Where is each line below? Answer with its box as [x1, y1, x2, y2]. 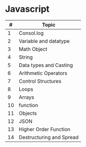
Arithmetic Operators [19, 70, 67, 76]
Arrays [19, 94, 34, 101]
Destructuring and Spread [19, 134, 79, 141]
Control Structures [19, 77, 61, 84]
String [19, 53, 33, 60]
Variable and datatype [19, 37, 70, 44]
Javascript [5, 3, 50, 15]
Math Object [19, 45, 48, 52]
